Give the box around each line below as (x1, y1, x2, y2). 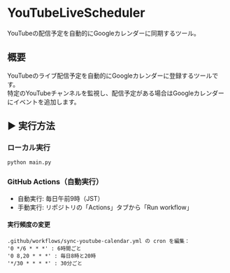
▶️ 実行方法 (7, 120, 55, 132)
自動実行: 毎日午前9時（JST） (17, 194, 104, 202)
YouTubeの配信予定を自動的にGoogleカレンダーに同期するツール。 (7, 29, 201, 37)
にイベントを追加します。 (7, 97, 80, 106)
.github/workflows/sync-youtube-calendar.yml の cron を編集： (7, 237, 190, 244)
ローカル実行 (7, 143, 51, 153)
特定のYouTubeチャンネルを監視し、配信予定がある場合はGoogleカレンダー (7, 89, 225, 97)
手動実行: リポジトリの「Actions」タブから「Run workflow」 (17, 203, 193, 211)
